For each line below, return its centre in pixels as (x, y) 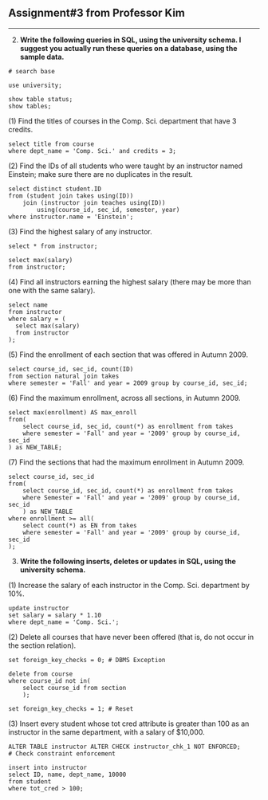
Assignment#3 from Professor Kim (97, 13)
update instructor (39, 608)
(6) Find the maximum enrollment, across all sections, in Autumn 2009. (124, 398)
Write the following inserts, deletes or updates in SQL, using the (128, 561)
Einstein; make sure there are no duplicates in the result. (100, 174)
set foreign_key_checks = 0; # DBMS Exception (87, 660)
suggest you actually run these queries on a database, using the (128, 48)
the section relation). (42, 645)
